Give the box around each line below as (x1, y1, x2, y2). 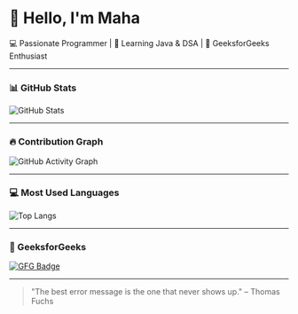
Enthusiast (9, 51, 48, 61)
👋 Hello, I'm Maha (9, 8, 140, 28)
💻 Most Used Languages (9, 186, 120, 199)
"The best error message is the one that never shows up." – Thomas (30, 287, 281, 297)
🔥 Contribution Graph (9, 136, 104, 148)
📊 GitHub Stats (9, 82, 77, 94)
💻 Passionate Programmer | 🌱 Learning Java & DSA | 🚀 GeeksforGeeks (9, 37, 270, 48)
